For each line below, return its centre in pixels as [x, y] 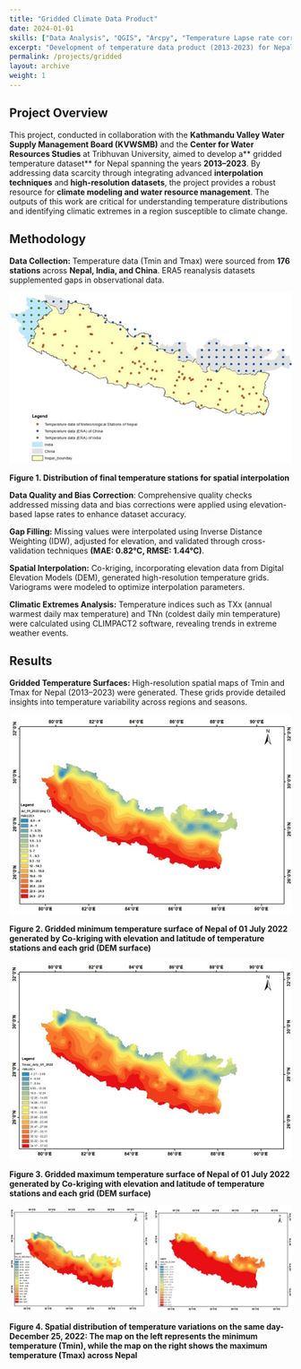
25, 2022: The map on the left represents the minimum [154, 1336]
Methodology [48, 239]
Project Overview [59, 113]
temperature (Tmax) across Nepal [73, 1355]
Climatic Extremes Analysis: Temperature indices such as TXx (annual [141, 604]
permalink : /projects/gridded [66, 57]
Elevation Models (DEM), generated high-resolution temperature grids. [139, 577]
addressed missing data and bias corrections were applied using [129, 505]
